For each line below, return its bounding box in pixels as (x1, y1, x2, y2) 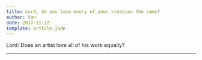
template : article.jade (6, 25, 66, 31)
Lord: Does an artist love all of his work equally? (6, 42, 125, 49)
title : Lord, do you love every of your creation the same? (6, 8, 161, 15)
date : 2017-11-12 (6, 20, 50, 26)
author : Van (6, 14, 36, 20)
